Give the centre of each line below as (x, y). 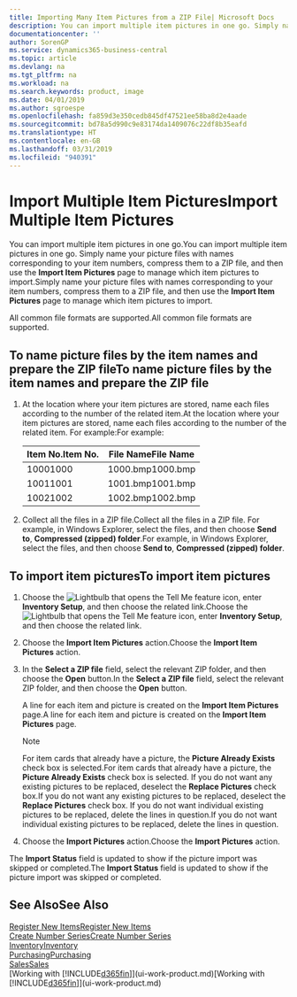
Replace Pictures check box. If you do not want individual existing (142, 806)
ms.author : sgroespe (47, 108)
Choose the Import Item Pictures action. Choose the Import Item (140, 643)
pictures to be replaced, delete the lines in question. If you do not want (149, 815)
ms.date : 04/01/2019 (47, 100)
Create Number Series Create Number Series (90, 936)
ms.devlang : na (37, 67)
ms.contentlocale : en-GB (55, 141)
